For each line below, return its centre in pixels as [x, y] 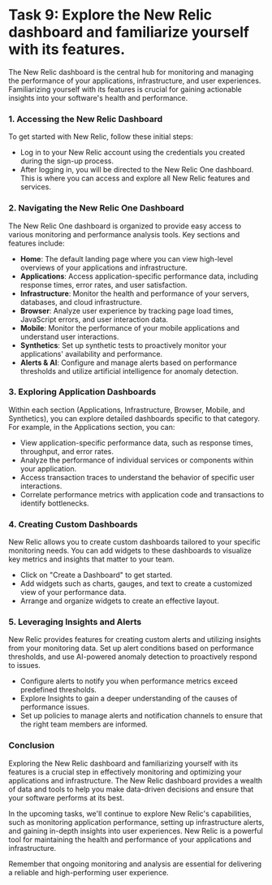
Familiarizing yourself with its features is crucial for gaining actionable [125, 89]
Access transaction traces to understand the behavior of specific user [137, 477]
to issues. [24, 666]
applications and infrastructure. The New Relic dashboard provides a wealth [136, 780]
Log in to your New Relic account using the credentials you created [132, 153]
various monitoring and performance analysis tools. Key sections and [124, 234]
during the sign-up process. [67, 161]
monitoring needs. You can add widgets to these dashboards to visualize [130, 551]
